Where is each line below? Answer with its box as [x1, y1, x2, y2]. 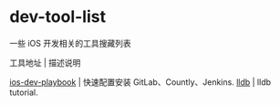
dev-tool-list [9, 6, 107, 27]
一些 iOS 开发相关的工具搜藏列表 [9, 37, 131, 48]
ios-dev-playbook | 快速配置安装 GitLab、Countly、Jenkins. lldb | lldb [9, 76, 272, 88]
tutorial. [9, 87, 38, 98]
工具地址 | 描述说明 [9, 57, 81, 68]
